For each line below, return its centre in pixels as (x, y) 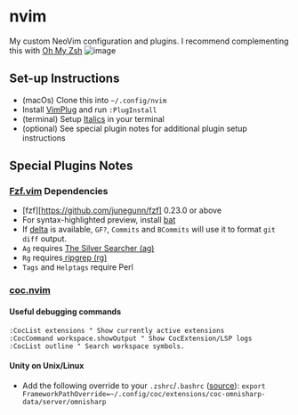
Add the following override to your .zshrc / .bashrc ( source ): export (144, 386)
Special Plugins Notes (71, 166)
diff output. (44, 239)
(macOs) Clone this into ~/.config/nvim (94, 100)
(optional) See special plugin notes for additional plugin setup (134, 128)
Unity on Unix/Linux (47, 366)
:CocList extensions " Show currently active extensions (117, 330)
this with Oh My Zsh (46, 50)
